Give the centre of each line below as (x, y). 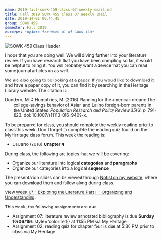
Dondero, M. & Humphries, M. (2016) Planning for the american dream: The (80, 100)
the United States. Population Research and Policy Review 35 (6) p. (80, 110)
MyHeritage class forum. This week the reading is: (55, 135)
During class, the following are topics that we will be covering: (67, 154)
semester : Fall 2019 (26, 28)
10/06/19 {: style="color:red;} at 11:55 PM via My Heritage (69, 221)
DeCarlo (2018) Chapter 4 (38, 144)
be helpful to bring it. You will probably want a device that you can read (76, 65)
